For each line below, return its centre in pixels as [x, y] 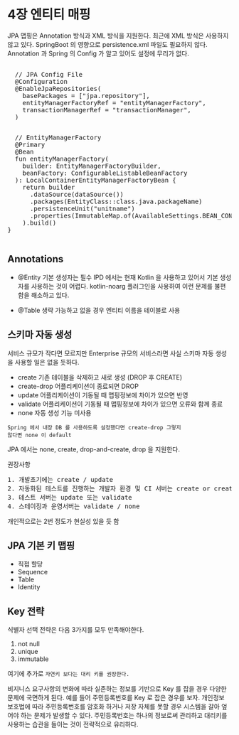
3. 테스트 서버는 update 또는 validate [70, 497]
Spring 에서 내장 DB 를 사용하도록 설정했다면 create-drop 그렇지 [94, 427]
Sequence [33, 572]
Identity [29, 587]
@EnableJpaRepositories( [58, 88]
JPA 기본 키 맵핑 [41, 546]
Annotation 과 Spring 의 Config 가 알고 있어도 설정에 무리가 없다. [99, 53]
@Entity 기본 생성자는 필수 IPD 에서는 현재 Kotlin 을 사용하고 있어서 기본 [118, 277]
